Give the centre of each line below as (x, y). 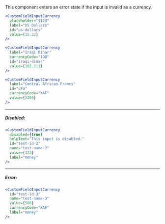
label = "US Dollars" (29, 25)
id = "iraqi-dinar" (27, 61)
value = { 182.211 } (26, 66)
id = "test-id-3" (25, 194)
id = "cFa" (18, 89)
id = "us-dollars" (26, 30)
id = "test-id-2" (25, 144)
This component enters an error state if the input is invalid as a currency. (79, 7)
